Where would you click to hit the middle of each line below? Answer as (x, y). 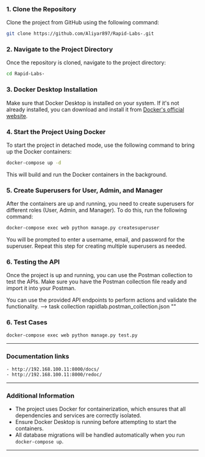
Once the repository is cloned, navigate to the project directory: (86, 62)
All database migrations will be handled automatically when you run (100, 435)
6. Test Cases (27, 322)
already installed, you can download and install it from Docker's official (95, 110)
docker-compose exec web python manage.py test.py (72, 335)
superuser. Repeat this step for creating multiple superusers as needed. (96, 246)
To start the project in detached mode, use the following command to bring (101, 145)
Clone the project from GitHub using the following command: (83, 23)
